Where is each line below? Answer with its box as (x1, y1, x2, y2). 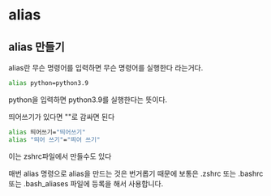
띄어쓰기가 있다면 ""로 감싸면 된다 (8, 112, 115, 121)
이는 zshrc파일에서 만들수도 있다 (8, 151, 112, 161)
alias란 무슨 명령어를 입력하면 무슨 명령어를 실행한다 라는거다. (8, 63, 204, 72)
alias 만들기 (8, 40, 65, 53)
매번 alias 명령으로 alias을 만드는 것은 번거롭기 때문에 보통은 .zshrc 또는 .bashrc (8, 168, 264, 178)
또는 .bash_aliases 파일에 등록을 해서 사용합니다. (8, 178, 164, 188)
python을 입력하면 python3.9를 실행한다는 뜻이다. (8, 95, 168, 104)
